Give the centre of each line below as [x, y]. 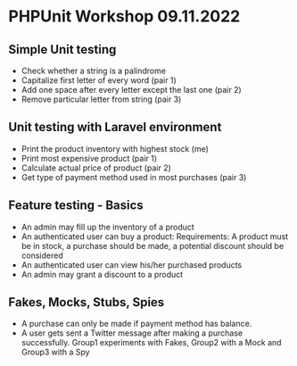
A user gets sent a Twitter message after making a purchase [132, 333]
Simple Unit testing [62, 50]
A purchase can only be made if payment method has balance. [136, 324]
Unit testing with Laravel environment [115, 127]
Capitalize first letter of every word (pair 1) [99, 80]
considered [42, 255]
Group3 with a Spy [55, 352]
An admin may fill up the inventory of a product [108, 227]
